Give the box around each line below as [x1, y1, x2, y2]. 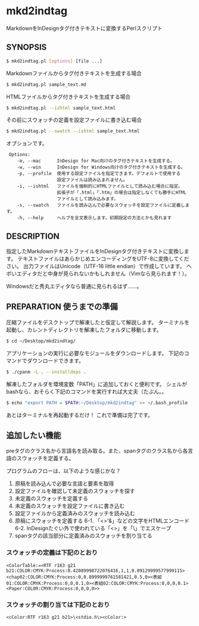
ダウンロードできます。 [26, 357, 85, 364]
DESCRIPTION [6, 231, 60, 241]
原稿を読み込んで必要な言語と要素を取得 [14, 480, 114, 487]
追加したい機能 [6, 430, 61, 440]
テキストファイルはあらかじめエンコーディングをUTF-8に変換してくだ [17, 255, 189, 263]
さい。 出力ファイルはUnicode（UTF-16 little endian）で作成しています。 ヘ [6, 263, 192, 270]
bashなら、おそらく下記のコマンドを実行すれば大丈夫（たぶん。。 [6, 388, 167, 395]
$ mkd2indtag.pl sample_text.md [6, 82, 86, 88]
